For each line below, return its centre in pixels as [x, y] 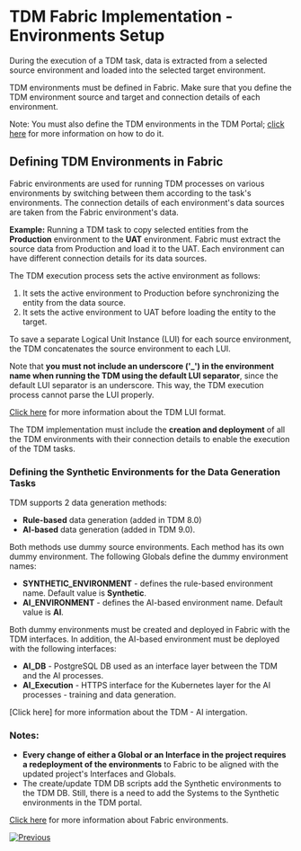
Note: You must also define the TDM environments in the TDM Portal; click [147, 124]
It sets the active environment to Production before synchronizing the [150, 293]
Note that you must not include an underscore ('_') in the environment [142, 366]
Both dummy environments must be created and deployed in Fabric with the [150, 630]
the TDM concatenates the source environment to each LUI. [120, 349]
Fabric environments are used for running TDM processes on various [137, 183]
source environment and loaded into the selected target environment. [138, 70]
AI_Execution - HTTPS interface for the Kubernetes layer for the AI [146, 686]
